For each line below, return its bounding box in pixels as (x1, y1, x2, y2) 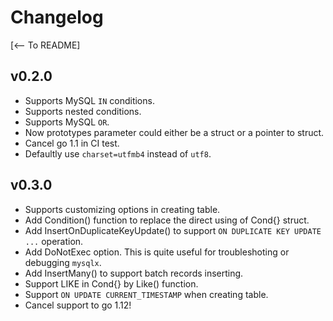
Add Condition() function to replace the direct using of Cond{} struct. (24, 214, 310, 226)
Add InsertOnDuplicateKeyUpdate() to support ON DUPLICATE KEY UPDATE (24, 224, 322, 236)
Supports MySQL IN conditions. (24, 94, 155, 106)
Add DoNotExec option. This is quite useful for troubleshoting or (24, 246, 290, 258)
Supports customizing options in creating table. (24, 203, 221, 215)
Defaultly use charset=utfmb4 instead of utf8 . (24, 147, 212, 160)
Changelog (10, 6, 104, 29)
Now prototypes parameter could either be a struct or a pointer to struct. (24, 126, 325, 138)
